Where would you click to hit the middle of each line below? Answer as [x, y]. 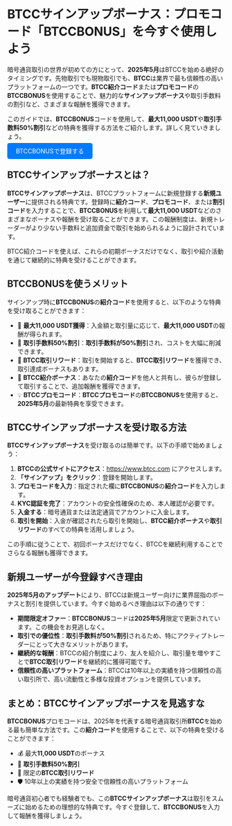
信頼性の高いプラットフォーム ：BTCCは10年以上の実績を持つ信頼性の [116, 671]
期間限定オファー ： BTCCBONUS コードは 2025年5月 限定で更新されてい [119, 618]
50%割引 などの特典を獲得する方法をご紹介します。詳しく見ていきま [117, 127]
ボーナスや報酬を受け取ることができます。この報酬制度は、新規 [122, 219]
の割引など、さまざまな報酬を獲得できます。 [70, 104]
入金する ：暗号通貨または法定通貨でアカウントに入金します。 [105, 512]
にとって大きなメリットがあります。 [81, 644]
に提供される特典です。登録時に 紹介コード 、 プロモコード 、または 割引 [125, 201]
